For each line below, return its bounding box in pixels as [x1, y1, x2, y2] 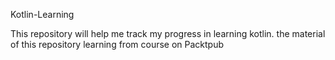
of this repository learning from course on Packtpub [10, 39, 225, 50]
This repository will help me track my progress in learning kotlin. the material [10, 28, 326, 39]
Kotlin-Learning [10, 9, 75, 20]
